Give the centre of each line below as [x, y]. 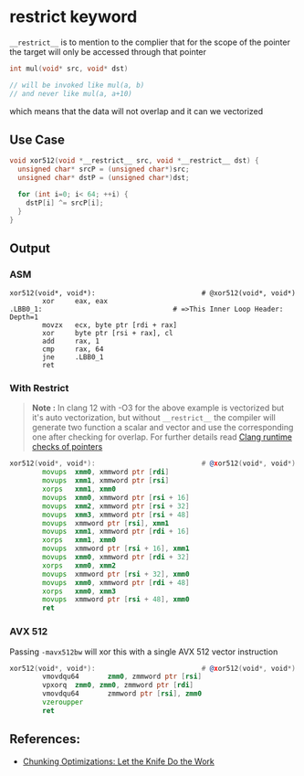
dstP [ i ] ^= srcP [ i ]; [65, 203]
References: [45, 739]
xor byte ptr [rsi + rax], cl [108, 334]
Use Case [37, 139]
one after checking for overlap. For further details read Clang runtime [162, 437]
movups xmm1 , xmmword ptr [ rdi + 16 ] [116, 532]
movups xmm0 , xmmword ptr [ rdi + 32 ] [116, 558]
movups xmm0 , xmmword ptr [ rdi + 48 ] [116, 582]
